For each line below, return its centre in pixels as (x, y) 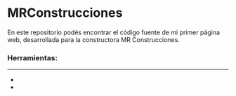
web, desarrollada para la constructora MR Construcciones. (94, 39)
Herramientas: (33, 57)
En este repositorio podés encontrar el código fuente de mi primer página (113, 32)
